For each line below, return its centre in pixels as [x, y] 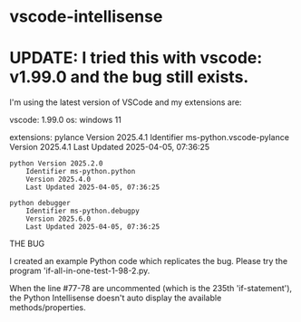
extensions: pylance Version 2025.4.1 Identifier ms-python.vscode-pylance [150, 137]
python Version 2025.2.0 [56, 164]
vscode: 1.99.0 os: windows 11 [66, 120]
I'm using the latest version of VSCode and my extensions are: [126, 102]
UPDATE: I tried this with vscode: [136, 58]
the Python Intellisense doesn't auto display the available [116, 298]
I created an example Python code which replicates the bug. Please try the [149, 261]
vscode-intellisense [86, 17]
